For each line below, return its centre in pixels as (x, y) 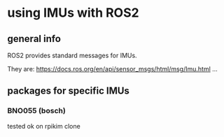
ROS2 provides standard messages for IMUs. (72, 55)
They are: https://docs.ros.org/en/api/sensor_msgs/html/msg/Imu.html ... (113, 69)
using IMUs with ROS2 (73, 13)
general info (34, 39)
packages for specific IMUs (68, 91)
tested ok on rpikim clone (44, 126)
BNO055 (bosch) (37, 111)
